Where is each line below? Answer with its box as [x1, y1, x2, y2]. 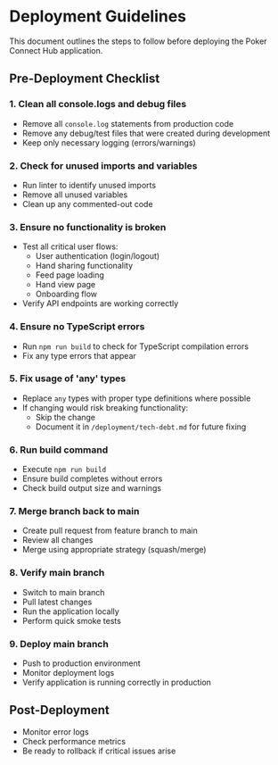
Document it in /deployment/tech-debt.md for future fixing [35, 421, 247, 432]
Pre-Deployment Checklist [9, 71, 160, 87]
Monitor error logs [21, 726, 89, 737]
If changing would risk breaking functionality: [21, 402, 189, 412]
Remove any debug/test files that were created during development [21, 128, 271, 138]
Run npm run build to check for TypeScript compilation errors [21, 341, 249, 352]
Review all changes [21, 535, 94, 545]
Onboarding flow [35, 288, 98, 300]
